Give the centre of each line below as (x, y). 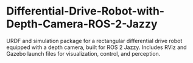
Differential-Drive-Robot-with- (86, 11)
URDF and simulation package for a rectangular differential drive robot (94, 41)
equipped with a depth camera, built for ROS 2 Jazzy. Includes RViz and (96, 47)
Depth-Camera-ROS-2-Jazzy (82, 24)
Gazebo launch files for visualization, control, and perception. (83, 53)
